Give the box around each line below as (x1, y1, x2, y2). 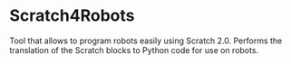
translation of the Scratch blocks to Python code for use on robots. (9, 44, 259, 55)
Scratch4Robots (9, 5, 135, 26)
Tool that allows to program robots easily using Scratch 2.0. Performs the (9, 35, 283, 46)
